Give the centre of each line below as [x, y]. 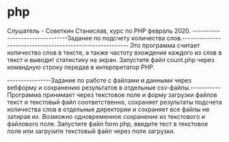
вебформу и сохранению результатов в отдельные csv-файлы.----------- [114, 87]
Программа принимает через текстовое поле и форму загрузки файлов [112, 95]
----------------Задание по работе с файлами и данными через [99, 80]
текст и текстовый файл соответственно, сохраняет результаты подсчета [114, 102]
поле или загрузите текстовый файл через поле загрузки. [91, 131]
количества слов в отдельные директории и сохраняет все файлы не [108, 109]
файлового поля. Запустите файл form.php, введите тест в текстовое [108, 124]
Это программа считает [165, 45]
